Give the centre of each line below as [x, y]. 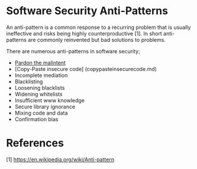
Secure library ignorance [45, 106]
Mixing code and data [41, 113]
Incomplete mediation [41, 75]
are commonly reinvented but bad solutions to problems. [96, 40]
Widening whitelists [38, 94]
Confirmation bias [36, 119]
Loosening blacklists [40, 87]
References [35, 143]
